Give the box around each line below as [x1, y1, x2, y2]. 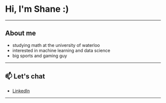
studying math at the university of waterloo [12, 42, 100, 48]
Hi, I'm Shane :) [5, 3, 69, 15]
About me [5, 29, 36, 37]
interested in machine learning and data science [12, 47, 110, 53]
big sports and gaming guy [12, 53, 68, 59]
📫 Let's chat [5, 72, 45, 81]
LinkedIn [12, 88, 30, 94]
